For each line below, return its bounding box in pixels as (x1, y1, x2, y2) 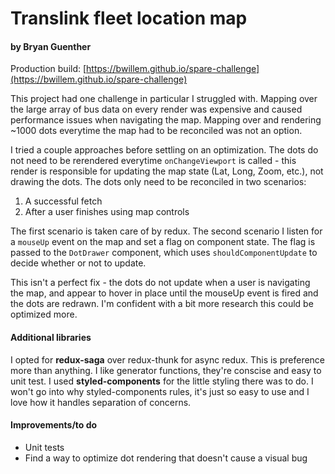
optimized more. (10, 308, 78, 321)
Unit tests (24, 441, 65, 453)
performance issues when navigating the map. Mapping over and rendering (10, 114, 322, 126)
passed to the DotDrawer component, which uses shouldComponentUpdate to (10, 247, 318, 259)
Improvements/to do (10, 419, 98, 431)
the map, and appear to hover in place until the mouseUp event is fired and (10, 287, 319, 299)
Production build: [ (10, 63, 87, 75)
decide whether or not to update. (10, 257, 147, 269)
